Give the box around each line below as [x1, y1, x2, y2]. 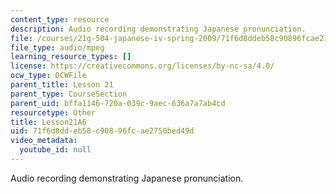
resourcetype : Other [10, 107, 97, 118]
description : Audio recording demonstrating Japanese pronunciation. [10, 24, 307, 34]
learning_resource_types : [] [10, 52, 132, 62]
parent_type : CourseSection [10, 89, 128, 99]
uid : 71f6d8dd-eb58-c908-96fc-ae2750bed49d [10, 126, 195, 136]
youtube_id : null [19, 145, 92, 155]
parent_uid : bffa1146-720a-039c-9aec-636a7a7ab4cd [10, 98, 226, 108]
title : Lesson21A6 [10, 117, 87, 127]
